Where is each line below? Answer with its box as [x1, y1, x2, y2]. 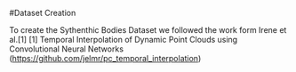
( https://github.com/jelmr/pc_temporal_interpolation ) [9, 53, 202, 63]
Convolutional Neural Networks [9, 44, 124, 54]
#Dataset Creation [9, 8, 76, 18]
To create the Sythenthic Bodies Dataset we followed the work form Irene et [9, 25, 287, 35]
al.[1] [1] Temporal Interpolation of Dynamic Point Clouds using [9, 35, 238, 44]
